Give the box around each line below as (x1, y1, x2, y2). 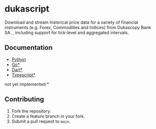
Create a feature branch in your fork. (11, 113, 86, 119)
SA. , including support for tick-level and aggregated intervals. (4, 29, 129, 35)
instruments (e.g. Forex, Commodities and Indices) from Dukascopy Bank (4, 24, 151, 30)
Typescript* (11, 72, 35, 78)
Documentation (4, 43, 53, 52)
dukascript (4, 3, 50, 14)
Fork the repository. (11, 108, 52, 114)
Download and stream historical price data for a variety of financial (4, 19, 139, 25)
